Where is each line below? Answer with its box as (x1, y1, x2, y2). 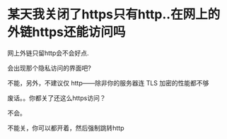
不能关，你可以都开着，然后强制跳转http (7, 123, 125, 132)
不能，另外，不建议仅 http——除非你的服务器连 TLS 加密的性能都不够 (7, 78, 209, 87)
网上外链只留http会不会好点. (7, 49, 90, 57)
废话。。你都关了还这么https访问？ (7, 93, 106, 102)
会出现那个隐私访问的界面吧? (7, 64, 92, 72)
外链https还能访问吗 (7, 24, 126, 40)
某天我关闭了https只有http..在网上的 (7, 6, 221, 23)
